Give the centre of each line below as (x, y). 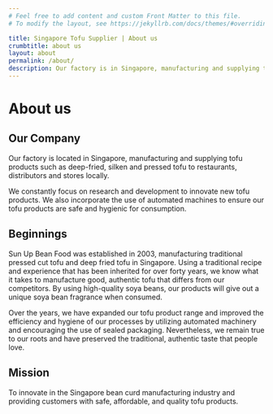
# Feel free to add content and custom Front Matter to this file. (125, 16)
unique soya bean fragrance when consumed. (85, 297)
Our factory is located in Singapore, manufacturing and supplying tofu (126, 158)
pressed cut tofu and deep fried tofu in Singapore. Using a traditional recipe (135, 262)
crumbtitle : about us (45, 46)
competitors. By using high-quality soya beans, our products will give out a (134, 288)
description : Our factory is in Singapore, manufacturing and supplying (134, 69)
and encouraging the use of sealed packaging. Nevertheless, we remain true (136, 329)
